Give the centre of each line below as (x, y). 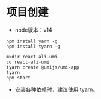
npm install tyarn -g (33, 46)
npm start (19, 78)
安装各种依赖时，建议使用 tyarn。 (57, 89)
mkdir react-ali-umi (32, 57)
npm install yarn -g (32, 41)
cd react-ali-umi (28, 62)
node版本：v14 (33, 30)
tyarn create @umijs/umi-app (43, 67)
